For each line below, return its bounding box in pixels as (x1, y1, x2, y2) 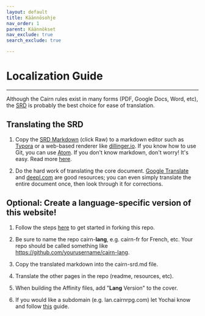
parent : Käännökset (6, 26, 56, 32)
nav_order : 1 (6, 20, 40, 26)
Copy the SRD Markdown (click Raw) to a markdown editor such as (15, 135, 184, 143)
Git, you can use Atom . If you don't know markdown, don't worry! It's (15, 148, 189, 156)
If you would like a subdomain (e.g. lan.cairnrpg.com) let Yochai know (15, 296, 191, 303)
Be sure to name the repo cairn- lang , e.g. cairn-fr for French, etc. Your (15, 235, 193, 243)
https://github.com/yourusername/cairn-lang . (15, 249, 130, 256)
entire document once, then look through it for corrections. (15, 180, 164, 187)
